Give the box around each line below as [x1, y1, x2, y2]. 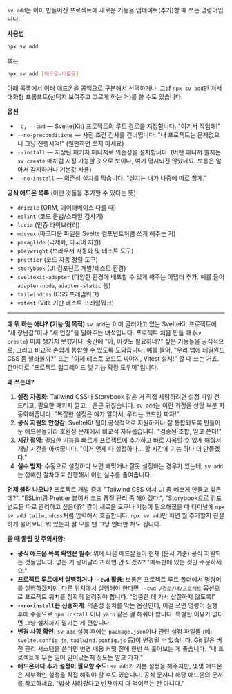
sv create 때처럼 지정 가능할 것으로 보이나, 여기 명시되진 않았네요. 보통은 [17, 157, 215, 165]
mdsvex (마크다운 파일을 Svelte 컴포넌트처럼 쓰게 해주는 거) [17, 229, 176, 238]
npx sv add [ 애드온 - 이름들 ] [7, 70, 79, 78]
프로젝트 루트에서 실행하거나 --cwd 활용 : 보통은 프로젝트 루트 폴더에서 [17, 575, 204, 583]
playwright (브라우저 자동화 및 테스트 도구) [17, 247, 134, 255]
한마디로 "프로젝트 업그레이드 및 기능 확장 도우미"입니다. [7, 363, 159, 371]
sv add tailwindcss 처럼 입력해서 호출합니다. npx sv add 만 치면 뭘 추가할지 [7, 511, 212, 519]
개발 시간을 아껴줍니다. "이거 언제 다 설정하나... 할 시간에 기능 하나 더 [17, 444, 202, 452]
